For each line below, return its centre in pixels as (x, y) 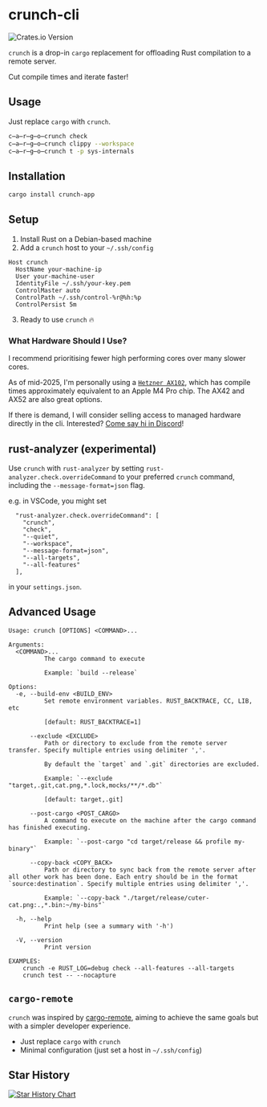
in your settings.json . (45, 586)
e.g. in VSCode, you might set (57, 501)
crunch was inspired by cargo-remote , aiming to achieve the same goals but (133, 1017)
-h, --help (34, 919)
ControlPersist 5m (47, 304)
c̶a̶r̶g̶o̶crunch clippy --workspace (71, 143)
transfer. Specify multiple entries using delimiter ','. (107, 750)
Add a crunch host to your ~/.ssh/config (87, 248)
